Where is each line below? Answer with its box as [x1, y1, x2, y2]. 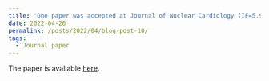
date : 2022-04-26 [8, 19, 66, 27]
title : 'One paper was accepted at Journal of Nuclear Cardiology [8, 11, 235, 20]
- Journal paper [15, 42, 70, 50]
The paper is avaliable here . [8, 63, 100, 73]
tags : [8, 34, 26, 43]
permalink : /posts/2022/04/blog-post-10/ [8, 26, 149, 34]
